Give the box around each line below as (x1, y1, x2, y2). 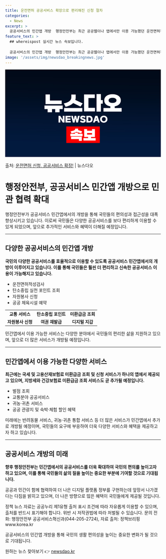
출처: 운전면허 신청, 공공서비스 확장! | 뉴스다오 (5, 163, 94, 168)
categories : (5, 13, 30, 18)
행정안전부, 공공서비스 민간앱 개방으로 (5, 182, 150, 193)
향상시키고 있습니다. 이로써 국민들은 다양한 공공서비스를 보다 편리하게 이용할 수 (5, 217, 157, 223)
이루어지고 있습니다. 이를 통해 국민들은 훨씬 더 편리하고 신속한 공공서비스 (14, 264, 152, 270)
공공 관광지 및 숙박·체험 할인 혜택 (12, 407, 76, 413)
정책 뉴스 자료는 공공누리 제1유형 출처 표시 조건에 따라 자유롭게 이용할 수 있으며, (5, 503, 158, 509)
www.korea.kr (5, 521, 34, 527)
